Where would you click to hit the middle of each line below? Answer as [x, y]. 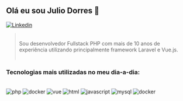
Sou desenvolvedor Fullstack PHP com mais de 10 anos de [89, 43]
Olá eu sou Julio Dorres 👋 [53, 11]
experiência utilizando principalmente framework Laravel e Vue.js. [99, 50]
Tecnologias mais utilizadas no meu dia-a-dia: [73, 72]
